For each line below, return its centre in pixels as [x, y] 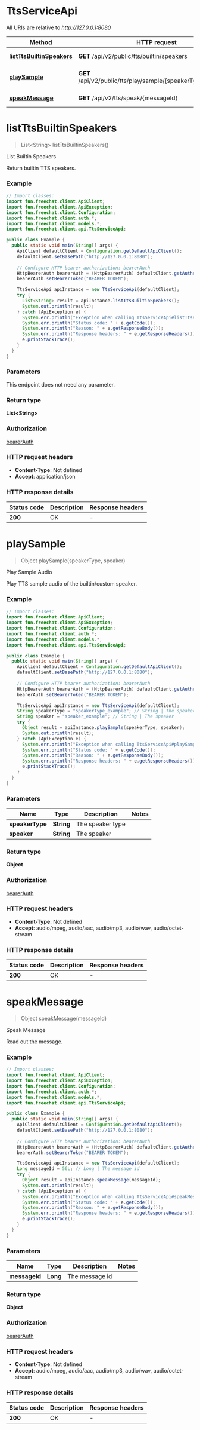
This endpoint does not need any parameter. [60, 384]
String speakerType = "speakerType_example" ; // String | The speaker [106, 711]
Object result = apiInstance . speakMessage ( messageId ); [91, 1180]
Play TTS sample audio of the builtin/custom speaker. [72, 584]
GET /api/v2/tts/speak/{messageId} [128, 98]
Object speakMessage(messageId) [64, 1019]
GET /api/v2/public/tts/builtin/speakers [133, 56]
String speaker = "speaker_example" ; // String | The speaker [96, 716]
